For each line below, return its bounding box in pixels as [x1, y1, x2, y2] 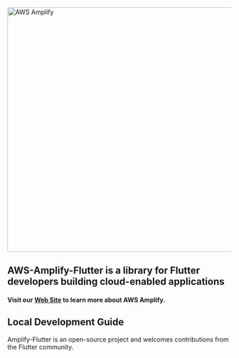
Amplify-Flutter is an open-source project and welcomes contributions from [7, 335, 229, 344]
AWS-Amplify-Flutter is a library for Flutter [7, 265, 201, 277]
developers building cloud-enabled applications [7, 275, 225, 288]
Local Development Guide [7, 316, 124, 328]
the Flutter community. [7, 342, 74, 351]
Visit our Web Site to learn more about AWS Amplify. [7, 295, 166, 304]
